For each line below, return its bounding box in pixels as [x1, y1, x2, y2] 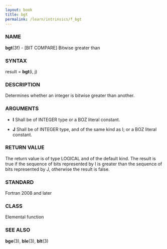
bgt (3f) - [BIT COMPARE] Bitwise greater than [5, 45, 100, 51]
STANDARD [5, 179, 34, 186]
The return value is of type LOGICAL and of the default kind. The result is [5, 155, 156, 161]
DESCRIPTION [5, 81, 41, 88]
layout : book [5, 7, 33, 13]
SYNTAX [5, 57, 27, 64]
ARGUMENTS [5, 105, 39, 112]
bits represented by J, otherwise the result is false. [5, 166, 110, 172]
